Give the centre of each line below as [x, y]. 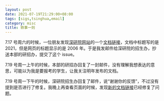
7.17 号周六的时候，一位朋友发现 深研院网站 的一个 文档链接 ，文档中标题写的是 [82, 42]
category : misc [21, 23]
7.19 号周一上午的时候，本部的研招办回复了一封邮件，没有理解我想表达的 [78, 65]
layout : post [18, 10]
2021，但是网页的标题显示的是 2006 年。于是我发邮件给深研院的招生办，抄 [81, 48]
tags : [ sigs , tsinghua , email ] [35, 19]
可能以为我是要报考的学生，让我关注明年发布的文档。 [67, 71]
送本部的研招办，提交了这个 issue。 [41, 55]
